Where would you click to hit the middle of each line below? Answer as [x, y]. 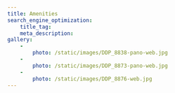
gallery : [20, 40]
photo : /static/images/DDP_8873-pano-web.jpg [101, 66]
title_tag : [36, 27]
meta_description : [47, 33]
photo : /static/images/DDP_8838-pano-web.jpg [101, 53]
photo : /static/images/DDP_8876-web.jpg [92, 79]
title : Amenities [33, 14]
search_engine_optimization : [50, 20]
